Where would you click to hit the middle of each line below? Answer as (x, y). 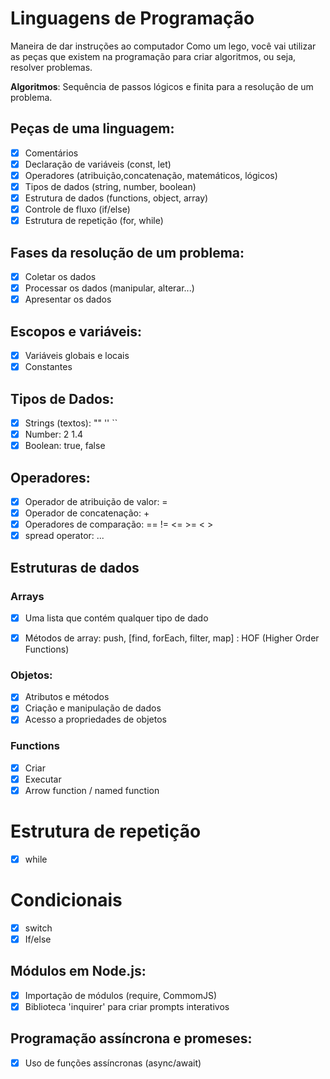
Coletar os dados (60, 276)
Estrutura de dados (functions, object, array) (116, 198)
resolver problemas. (51, 67)
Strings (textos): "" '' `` (71, 423)
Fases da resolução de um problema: (127, 252)
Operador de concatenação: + (87, 513)
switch (38, 928)
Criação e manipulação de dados (93, 708)
